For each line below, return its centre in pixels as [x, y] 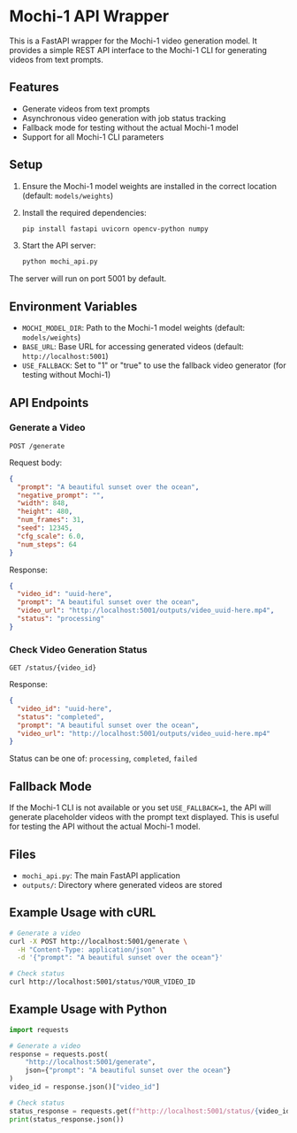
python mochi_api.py [60, 262]
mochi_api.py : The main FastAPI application [101, 875]
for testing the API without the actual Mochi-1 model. [105, 827]
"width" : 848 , [43, 503]
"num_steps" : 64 [47, 544]
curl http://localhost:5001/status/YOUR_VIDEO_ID [103, 982]
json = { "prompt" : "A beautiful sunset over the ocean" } [128, 1071]
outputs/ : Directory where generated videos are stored [122, 884]
